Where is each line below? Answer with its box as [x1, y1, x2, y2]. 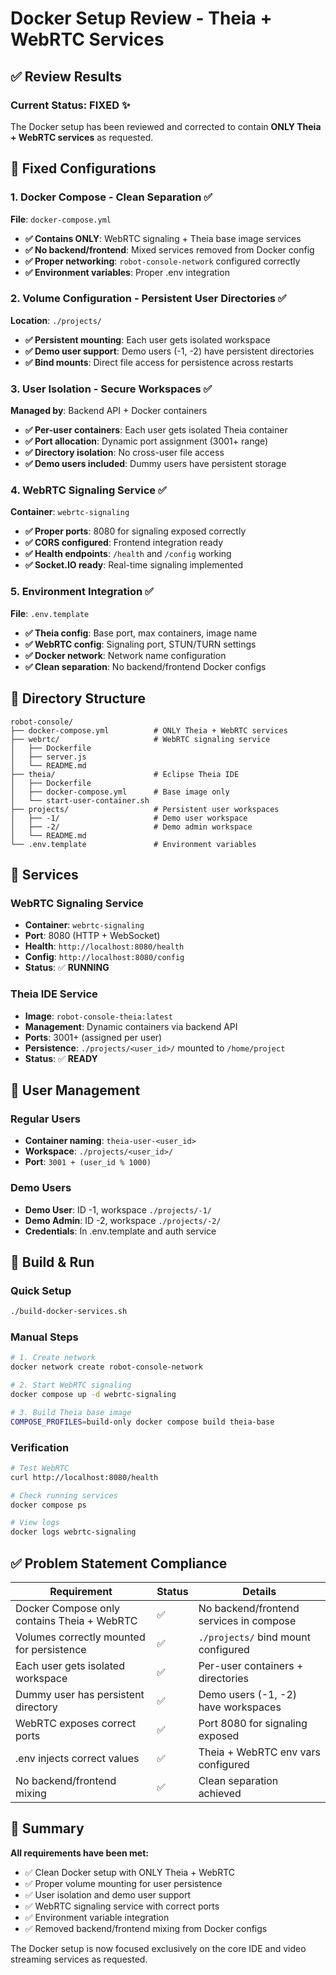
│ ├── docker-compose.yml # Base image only [10, 787, 230, 797]
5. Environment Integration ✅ [10, 585, 154, 599]
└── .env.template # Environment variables [10, 839, 257, 849]
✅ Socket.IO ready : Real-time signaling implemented [24, 559, 244, 571]
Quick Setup [10, 1283, 72, 1297]
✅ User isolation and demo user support [24, 1888, 192, 1901]
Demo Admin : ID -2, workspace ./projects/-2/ [24, 1214, 222, 1226]
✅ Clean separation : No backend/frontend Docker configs [24, 660, 267, 672]
